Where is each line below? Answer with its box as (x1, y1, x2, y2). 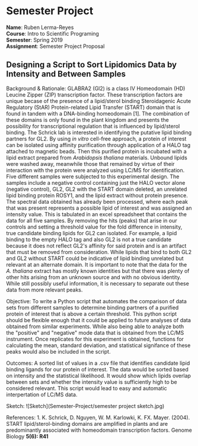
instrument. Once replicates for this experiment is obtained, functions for (6, 335, 184, 342)
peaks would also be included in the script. (6, 348, 111, 355)
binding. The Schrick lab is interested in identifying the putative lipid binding (6, 129, 192, 136)
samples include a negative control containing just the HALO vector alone (6, 179, 186, 186)
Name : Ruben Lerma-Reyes (6, 24, 74, 31)
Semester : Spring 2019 (6, 36, 63, 43)
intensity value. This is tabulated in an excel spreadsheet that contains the (6, 210, 187, 217)
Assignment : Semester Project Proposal (6, 43, 105, 50)
